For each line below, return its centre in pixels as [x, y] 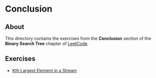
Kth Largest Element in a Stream [44, 70]
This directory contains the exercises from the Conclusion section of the [78, 38]
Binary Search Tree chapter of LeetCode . [47, 44]
